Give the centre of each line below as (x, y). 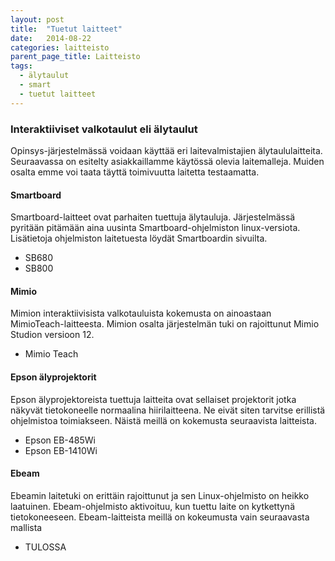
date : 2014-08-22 (51, 38)
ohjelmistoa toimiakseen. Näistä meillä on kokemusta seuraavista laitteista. (163, 420)
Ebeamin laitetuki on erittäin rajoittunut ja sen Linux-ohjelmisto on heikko (160, 495)
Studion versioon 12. (52, 335)
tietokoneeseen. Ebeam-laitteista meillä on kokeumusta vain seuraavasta (160, 517)
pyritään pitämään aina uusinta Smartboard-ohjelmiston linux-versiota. (155, 228)
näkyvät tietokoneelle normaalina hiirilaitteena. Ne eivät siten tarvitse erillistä (168, 410)
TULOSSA (45, 547)
